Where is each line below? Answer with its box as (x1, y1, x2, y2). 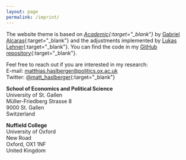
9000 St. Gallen (6, 104, 44, 111)
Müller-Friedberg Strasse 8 (6, 97, 72, 104)
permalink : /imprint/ (6, 14, 60, 20)
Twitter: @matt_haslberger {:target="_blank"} (6, 73, 116, 81)
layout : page (6, 8, 39, 15)
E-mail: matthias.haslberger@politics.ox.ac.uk (6, 67, 118, 74)
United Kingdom (6, 146, 46, 154)
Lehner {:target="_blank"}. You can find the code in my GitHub (6, 43, 158, 50)
